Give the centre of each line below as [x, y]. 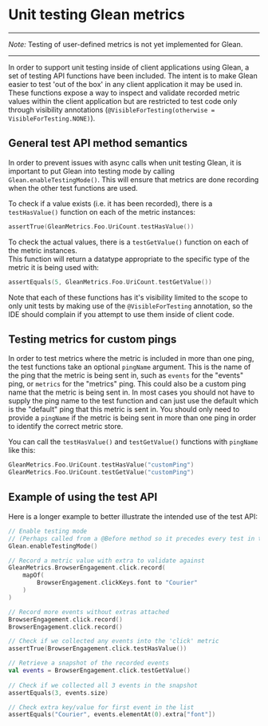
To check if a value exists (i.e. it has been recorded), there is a [110, 203]
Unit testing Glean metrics [97, 15]
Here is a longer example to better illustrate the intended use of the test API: [133, 516]
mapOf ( [33, 575]
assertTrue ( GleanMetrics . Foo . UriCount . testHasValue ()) [101, 226]
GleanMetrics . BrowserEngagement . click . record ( [87, 568]
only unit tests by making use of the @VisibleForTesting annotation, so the [130, 306]
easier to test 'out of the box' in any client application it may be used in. [126, 84]
